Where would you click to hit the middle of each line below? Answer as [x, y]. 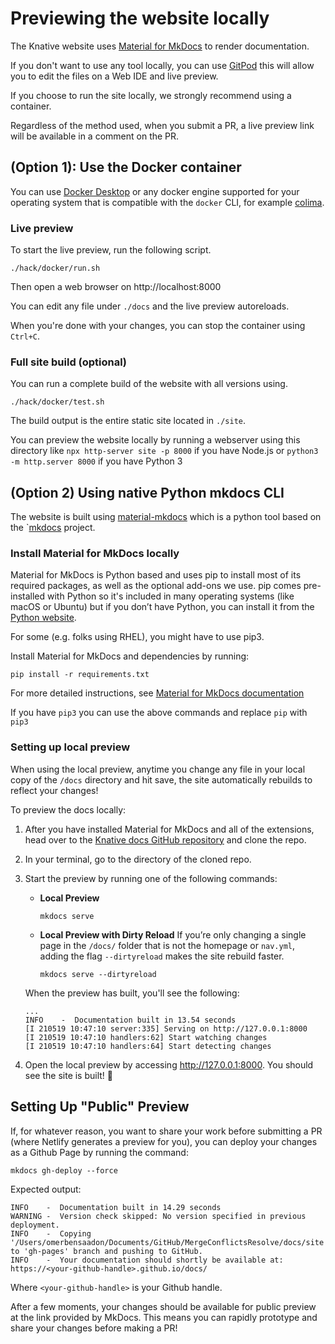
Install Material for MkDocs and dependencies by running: [130, 656]
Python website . [43, 618]
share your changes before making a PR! [94, 1328]
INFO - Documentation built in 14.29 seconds [116, 1207]
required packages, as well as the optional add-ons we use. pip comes [156, 586]
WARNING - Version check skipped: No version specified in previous [158, 1216]
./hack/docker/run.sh [55, 268]
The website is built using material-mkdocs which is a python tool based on [166, 517]
